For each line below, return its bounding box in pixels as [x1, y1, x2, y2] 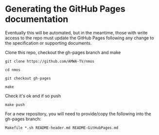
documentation [5, 14, 69, 25]
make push [5, 102, 25, 107]
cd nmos [5, 67, 21, 72]
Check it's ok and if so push [5, 93, 61, 99]
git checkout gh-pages [5, 76, 51, 81]
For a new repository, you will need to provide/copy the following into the [5, 111, 152, 117]
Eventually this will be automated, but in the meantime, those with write [5, 30, 148, 35]
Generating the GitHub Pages [5, 3, 125, 15]
